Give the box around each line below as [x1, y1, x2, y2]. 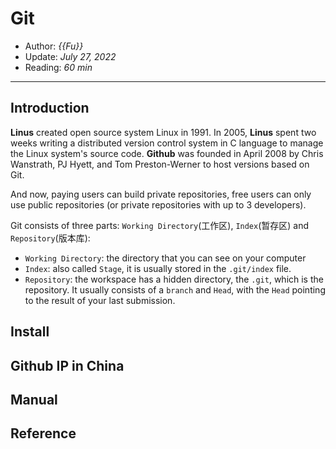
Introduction [10, 100, 90, 117]
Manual [10, 391, 58, 408]
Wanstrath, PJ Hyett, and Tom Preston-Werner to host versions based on [10, 158, 310, 170]
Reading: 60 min [24, 61, 93, 73]
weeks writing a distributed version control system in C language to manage [10, 137, 324, 149]
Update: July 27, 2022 [24, 50, 117, 62]
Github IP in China [10, 357, 125, 374]
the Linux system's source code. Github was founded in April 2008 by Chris [10, 147, 324, 159]
